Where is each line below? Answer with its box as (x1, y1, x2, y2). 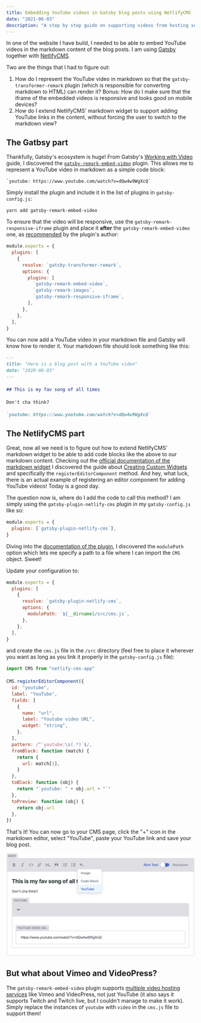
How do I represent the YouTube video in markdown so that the (14, 76, 171, 83)
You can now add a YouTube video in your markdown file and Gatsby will (6, 336, 185, 343)
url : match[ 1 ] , (22, 761, 60, 767)
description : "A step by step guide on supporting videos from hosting (6, 22, 188, 28)
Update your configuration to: (6, 567, 80, 574)
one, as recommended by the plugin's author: (6, 231, 118, 238)
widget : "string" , (22, 723, 68, 729)
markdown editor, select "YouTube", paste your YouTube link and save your (6, 835, 191, 842)
